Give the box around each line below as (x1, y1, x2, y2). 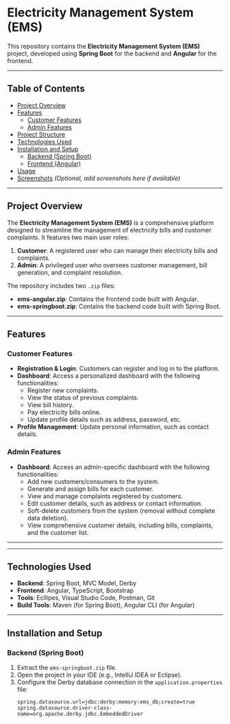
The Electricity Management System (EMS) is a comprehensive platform (7, 218, 214, 227)
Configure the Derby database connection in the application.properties (16, 678, 222, 686)
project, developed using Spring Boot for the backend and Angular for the (7, 49, 217, 58)
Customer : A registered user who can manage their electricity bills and (16, 246, 218, 254)
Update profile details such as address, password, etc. (27, 415, 181, 424)
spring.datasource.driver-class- (16, 705, 113, 712)
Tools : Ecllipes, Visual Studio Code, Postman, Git (16, 594, 155, 602)
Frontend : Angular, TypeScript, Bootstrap (16, 586, 134, 594)
